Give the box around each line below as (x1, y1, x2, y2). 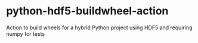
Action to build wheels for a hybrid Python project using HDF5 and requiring (6, 24, 193, 31)
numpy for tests (6, 30, 45, 37)
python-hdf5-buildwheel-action (6, 4, 169, 18)
